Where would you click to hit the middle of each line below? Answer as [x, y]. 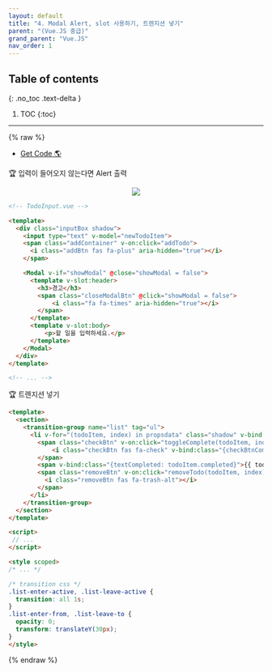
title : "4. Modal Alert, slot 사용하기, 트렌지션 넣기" [96, 23]
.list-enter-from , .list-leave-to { [70, 615]
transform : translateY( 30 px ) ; [66, 629]
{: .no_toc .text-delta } [45, 98]
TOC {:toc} [38, 113]
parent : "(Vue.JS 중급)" [49, 31]
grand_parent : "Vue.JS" [49, 38]
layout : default [36, 16]
